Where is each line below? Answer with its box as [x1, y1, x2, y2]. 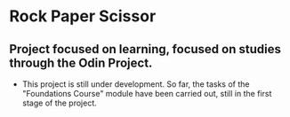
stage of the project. [21, 97, 98, 108]
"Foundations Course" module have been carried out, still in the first [21, 89, 272, 98]
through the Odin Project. [9, 55, 153, 70]
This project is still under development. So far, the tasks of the [21, 79, 250, 90]
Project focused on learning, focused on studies [9, 42, 282, 57]
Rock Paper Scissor [9, 6, 157, 27]
